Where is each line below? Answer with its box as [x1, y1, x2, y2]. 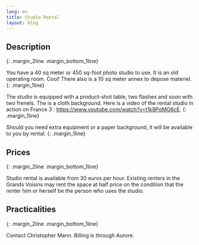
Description [6, 42, 50, 52]
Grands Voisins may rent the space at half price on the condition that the [6, 181, 184, 188]
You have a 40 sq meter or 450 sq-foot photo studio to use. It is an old [6, 69, 179, 76]
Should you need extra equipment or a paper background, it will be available [6, 124, 193, 131]
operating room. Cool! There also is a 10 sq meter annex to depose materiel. [6, 76, 192, 83]
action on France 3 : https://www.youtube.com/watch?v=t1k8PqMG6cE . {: [6, 106, 187, 113]
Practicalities [6, 205, 56, 215]
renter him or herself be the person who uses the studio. [6, 187, 144, 194]
